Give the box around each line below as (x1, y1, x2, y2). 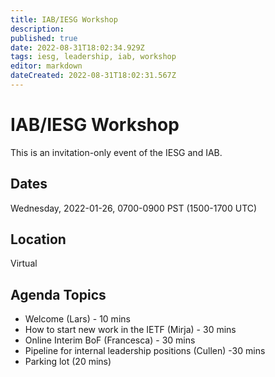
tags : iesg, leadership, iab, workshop (10, 52, 177, 62)
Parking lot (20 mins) (24, 356, 112, 368)
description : (10, 24, 65, 34)
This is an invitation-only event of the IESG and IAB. (10, 146, 223, 158)
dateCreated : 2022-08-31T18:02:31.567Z (10, 71, 177, 81)
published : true (10, 33, 78, 43)
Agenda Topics (10, 286, 107, 303)
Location (10, 231, 67, 248)
